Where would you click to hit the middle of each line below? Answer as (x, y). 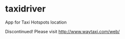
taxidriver (25, 9)
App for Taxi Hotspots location (36, 22)
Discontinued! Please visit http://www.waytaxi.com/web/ (62, 31)
